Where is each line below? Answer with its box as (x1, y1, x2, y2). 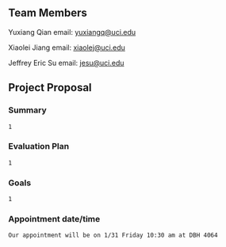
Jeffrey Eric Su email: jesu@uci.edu (8, 58, 124, 67)
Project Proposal (8, 81, 93, 94)
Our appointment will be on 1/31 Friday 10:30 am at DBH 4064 (8, 231, 218, 240)
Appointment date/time (8, 214, 101, 225)
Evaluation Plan (8, 141, 70, 152)
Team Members (8, 6, 87, 20)
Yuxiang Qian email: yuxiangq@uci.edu (8, 27, 136, 36)
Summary (8, 104, 48, 116)
